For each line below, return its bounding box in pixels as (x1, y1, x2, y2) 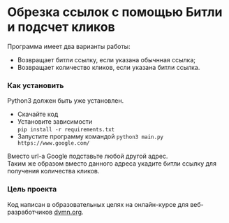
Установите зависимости (17, 117, 93, 126)
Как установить (7, 80, 64, 90)
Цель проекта (7, 185, 57, 194)
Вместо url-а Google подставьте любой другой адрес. (7, 152, 168, 161)
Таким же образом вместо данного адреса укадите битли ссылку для (7, 159, 216, 168)
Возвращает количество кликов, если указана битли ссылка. (17, 63, 200, 71)
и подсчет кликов (7, 19, 115, 35)
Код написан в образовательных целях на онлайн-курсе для (7, 200, 189, 208)
